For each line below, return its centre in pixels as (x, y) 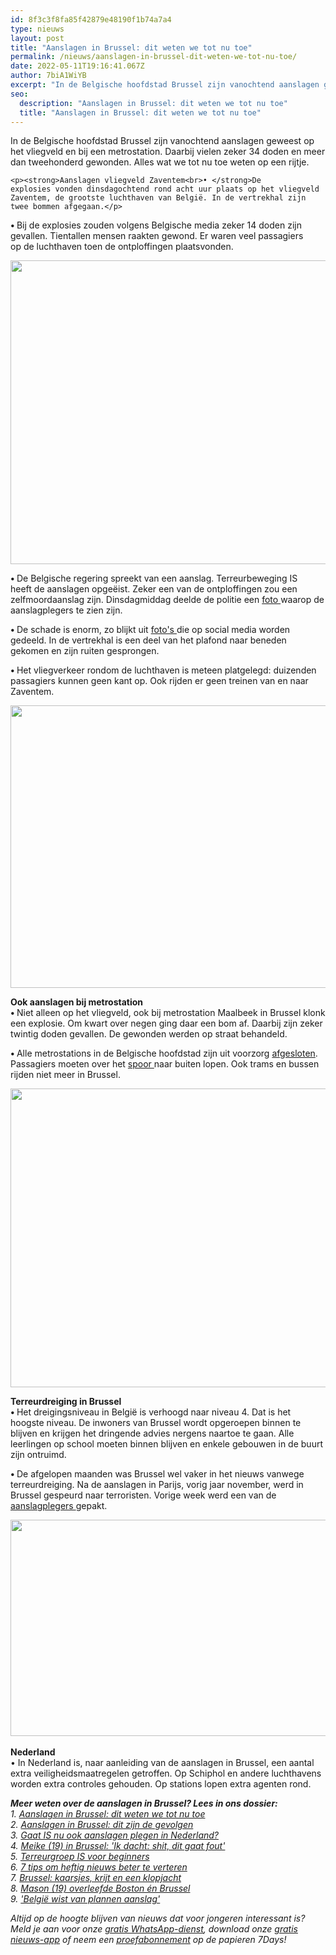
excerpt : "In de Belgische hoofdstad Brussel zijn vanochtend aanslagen (165, 85)
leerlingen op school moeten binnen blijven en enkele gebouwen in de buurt (166, 1444)
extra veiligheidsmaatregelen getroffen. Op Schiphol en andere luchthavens (166, 1773)
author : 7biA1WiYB (48, 76)
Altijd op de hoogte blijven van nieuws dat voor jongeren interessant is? (158, 1918)
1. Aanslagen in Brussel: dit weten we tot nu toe (108, 1814)
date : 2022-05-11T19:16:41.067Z (77, 66)
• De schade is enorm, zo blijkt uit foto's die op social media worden (150, 630)
